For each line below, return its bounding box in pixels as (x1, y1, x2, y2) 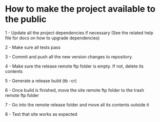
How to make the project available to (5, 3, 156, 15)
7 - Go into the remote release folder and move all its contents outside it (5, 102, 149, 107)
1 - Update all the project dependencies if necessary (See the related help (5, 30, 154, 35)
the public (5, 14, 47, 25)
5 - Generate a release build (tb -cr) (5, 78, 77, 84)
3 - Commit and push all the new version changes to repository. (5, 53, 133, 59)
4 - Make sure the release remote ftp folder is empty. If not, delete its (5, 63, 144, 69)
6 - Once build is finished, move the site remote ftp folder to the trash (5, 87, 144, 93)
